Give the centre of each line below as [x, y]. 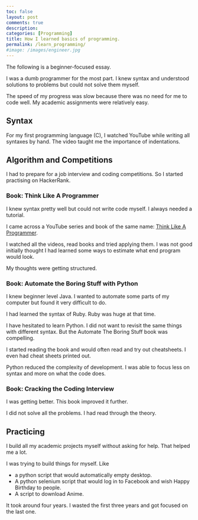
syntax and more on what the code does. [56, 373]
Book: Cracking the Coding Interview [60, 389]
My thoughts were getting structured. [52, 268]
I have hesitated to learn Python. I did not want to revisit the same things [94, 325]
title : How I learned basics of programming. [63, 39]
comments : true [25, 22]
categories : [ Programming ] [39, 34]
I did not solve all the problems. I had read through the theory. [81, 413]
